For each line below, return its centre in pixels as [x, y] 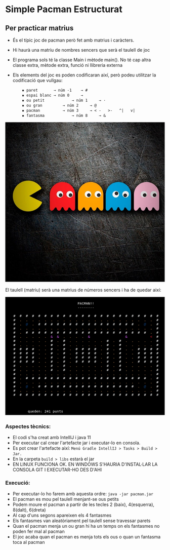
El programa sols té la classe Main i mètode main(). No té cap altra [82, 60]
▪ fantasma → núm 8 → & [64, 115]
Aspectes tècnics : [28, 426]
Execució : [18, 483]
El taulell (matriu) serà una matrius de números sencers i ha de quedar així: [83, 290]
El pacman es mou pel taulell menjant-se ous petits [66, 499]
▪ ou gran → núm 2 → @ [59, 105]
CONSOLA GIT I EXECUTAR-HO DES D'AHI [57, 470]
